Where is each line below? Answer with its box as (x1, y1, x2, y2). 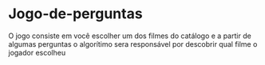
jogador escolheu (8, 48, 66, 57)
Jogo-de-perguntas (8, 5, 143, 23)
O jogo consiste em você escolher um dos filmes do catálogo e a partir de (8, 31, 251, 40)
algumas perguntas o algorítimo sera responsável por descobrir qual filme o (8, 39, 258, 48)
